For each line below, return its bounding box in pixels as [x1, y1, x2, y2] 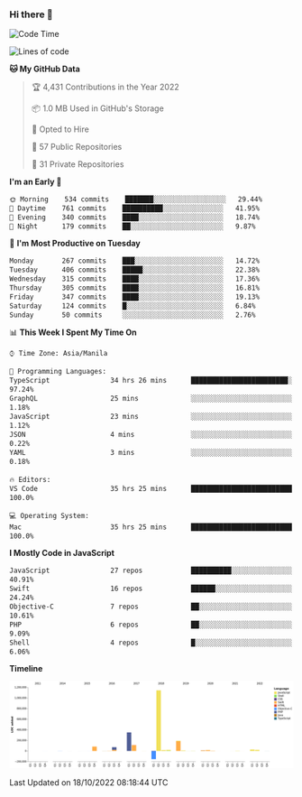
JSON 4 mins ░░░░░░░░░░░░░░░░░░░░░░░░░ [9, 431, 293, 440]
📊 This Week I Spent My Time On [9, 327, 137, 338]
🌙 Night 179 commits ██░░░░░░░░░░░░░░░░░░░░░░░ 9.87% [9, 222, 256, 231]
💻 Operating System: [9, 512, 90, 521]
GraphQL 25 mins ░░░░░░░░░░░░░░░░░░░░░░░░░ [9, 394, 293, 403]
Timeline [9, 663, 43, 674]
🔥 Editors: [9, 476, 51, 485]
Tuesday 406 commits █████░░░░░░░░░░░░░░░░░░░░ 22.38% [9, 265, 260, 274]
